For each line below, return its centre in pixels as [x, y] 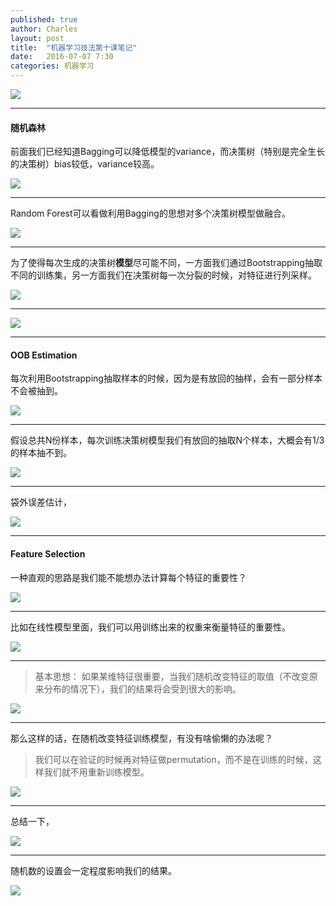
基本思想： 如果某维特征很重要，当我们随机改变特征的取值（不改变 [172, 676]
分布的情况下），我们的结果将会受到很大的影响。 [142, 688]
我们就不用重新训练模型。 [96, 772]
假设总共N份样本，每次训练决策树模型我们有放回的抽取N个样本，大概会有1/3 [167, 440]
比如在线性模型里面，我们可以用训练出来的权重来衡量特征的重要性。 [150, 627]
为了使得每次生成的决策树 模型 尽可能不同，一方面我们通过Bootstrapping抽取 [166, 263]
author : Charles [44, 29]
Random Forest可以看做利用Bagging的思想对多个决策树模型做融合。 [150, 213]
